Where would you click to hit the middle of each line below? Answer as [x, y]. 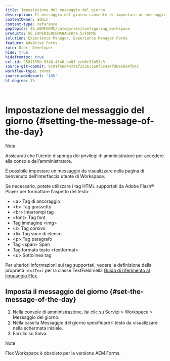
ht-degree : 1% [20, 81]
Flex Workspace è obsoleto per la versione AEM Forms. [63, 353]
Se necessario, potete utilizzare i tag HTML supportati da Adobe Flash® [80, 186]
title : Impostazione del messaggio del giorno [55, 10]
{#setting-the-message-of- [95, 121]
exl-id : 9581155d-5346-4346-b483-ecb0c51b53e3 [55, 62]
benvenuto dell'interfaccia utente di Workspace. [55, 176]
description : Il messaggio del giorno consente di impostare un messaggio [86, 15]
